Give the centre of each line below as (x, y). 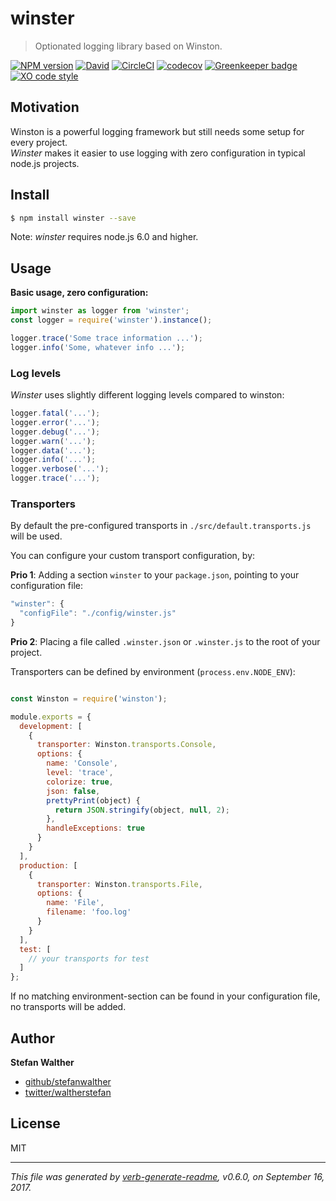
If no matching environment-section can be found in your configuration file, (165, 996)
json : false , (73, 791)
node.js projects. (45, 163)
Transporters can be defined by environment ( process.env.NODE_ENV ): (153, 671)
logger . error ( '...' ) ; (55, 422)
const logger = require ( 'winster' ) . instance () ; (111, 320)
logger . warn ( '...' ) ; (53, 441)
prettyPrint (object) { (93, 800)
